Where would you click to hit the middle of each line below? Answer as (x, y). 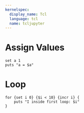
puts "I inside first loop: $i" (47, 102)
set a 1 (13, 61)
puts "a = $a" (20, 65)
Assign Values (35, 48)
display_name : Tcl (28, 14)
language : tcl (24, 19)
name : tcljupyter (27, 23)
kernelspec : (17, 10)
